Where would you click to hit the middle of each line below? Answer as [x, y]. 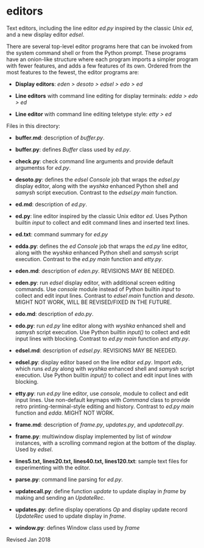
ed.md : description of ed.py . [51, 204]
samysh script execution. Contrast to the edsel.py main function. [96, 192]
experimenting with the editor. [53, 468]
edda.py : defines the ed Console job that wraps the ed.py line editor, [101, 246]
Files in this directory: [33, 125]
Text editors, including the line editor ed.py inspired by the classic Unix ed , [100, 28]
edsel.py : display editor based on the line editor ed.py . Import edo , [99, 362]
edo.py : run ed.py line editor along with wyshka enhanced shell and [100, 325]
